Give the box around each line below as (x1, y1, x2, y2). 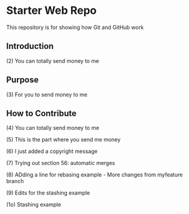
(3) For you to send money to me (6, 91, 88, 98)
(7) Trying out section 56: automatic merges (6, 160, 116, 167)
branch (6, 178, 24, 185)
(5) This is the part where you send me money (6, 136, 121, 143)
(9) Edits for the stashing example (6, 189, 90, 196)
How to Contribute (6, 108, 77, 118)
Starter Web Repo (6, 4, 97, 18)
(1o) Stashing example (6, 201, 61, 209)
